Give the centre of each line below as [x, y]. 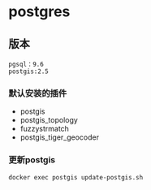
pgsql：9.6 [26, 64]
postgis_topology [49, 120]
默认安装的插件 [38, 93]
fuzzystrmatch [44, 129]
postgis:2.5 [28, 71]
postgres [39, 12]
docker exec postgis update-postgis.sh [76, 177]
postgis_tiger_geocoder [60, 137]
